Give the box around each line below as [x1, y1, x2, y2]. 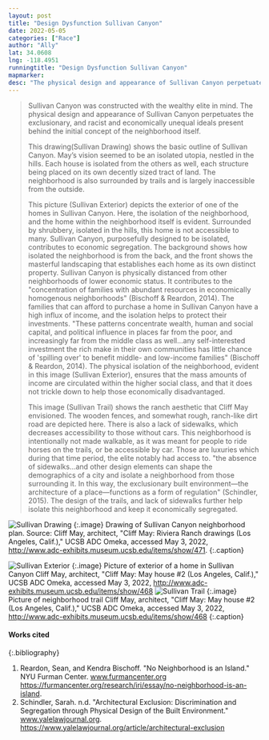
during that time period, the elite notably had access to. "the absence [27, 453, 257, 462]
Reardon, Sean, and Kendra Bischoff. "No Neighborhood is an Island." [19, 663, 250, 673]
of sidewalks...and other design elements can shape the [27, 462, 213, 471]
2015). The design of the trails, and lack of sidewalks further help [27, 495, 243, 505]
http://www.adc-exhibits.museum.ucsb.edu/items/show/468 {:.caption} [8, 611, 244, 621]
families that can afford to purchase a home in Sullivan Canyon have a [27, 302, 259, 311]
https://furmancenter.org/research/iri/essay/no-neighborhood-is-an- [19, 680, 247, 690]
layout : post [8, 11, 52, 20]
